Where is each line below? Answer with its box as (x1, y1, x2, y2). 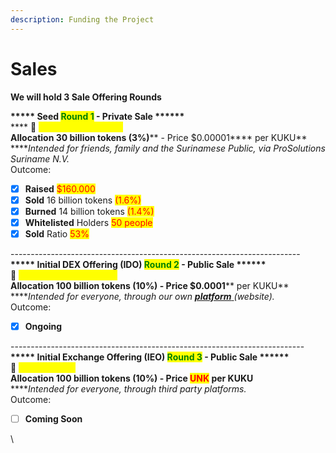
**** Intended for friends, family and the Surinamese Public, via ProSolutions (10, 142, 326, 154)
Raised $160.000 (24, 182, 96, 195)
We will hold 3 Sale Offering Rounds (10, 91, 162, 103)
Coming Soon (24, 412, 83, 425)
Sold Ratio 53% (24, 227, 90, 240)
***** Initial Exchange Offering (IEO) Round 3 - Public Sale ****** (10, 351, 290, 363)
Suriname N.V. (10, 152, 70, 165)
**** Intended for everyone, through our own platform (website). (10, 290, 275, 302)
